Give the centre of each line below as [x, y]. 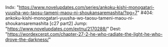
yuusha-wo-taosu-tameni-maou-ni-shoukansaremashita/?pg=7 [71, 13]
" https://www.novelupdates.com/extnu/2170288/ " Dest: [63, 29]
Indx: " [12, 7]
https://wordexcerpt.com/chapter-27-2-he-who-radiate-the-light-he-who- [85, 34]
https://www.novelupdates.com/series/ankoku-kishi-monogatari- [86, 7]
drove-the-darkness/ [27, 39]
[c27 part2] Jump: [69, 23]
